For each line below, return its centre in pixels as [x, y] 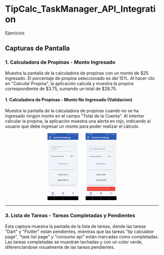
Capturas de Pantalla [37, 48]
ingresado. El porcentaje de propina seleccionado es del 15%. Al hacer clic [80, 78]
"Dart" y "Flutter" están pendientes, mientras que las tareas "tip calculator [80, 232]
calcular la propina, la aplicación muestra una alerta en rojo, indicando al [78, 121]
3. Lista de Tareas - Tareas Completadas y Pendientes [70, 215]
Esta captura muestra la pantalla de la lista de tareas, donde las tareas [76, 226]
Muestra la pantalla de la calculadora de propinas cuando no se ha [72, 111]
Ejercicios [15, 33]
